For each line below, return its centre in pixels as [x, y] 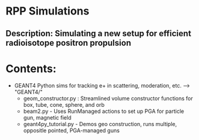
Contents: [31, 68]
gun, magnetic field [47, 117]
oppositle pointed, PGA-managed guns [71, 130]
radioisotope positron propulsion [69, 43]
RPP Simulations [47, 11]
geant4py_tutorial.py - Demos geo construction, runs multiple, [100, 124]
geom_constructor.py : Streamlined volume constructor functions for [108, 98]
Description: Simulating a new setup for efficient [99, 33]
